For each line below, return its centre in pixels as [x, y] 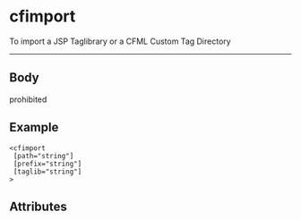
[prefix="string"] [47, 164]
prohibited [28, 99]
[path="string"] [43, 156]
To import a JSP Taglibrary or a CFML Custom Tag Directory [120, 41]
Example [34, 127]
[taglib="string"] [47, 172]
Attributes [38, 206]
